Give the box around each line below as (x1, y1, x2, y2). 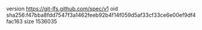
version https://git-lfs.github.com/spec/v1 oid (6, 5, 118, 12)
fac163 (6, 18, 23, 25)
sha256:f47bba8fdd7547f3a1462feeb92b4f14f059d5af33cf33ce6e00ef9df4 (6, 11, 196, 19)
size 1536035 (23, 18, 57, 25)
